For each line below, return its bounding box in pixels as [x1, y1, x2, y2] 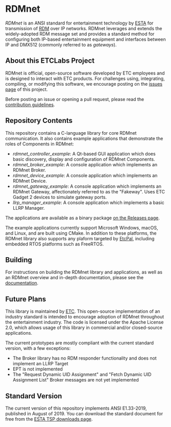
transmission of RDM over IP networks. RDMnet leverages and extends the [5, 25, 162, 31]
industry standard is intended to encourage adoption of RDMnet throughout [5, 314, 164, 320]
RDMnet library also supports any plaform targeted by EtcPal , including [5, 235, 155, 241]
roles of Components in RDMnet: [5, 141, 74, 147]
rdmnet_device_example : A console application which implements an [12, 172, 158, 179]
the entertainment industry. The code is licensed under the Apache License [5, 319, 164, 325]
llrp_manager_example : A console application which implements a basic [12, 199, 165, 206]
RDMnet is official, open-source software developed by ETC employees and [5, 70, 165, 76]
